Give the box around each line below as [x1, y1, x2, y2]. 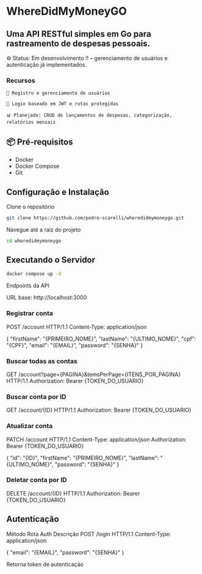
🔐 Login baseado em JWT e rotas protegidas [6, 101, 119, 107]
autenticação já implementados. [6, 61, 87, 68]
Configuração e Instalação [6, 187, 109, 197]
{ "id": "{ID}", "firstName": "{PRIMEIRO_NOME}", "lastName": [6, 454, 159, 461]
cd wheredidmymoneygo [6, 238, 62, 244]
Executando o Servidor [6, 255, 96, 265]
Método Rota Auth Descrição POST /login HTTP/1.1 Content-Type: [6, 530, 171, 537]
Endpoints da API [6, 282, 50, 289]
